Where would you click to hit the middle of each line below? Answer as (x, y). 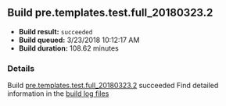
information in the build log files (58, 94)
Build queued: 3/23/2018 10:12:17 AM (79, 40)
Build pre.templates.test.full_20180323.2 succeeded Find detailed (113, 86)
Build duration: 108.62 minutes (68, 48)
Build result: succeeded (56, 31)
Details (21, 68)
